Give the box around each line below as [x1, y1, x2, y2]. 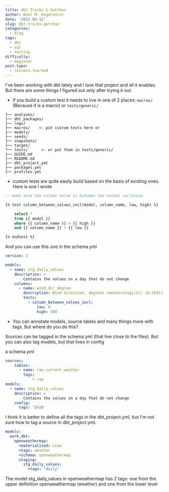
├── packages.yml [5, 165, 42, 170]
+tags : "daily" [27, 466, 59, 472]
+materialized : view [18, 443, 62, 448]
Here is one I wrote [12, 184, 52, 189]
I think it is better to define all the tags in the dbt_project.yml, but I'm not [5, 414, 154, 420]
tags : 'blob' [18, 405, 46, 410]
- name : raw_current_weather [18, 368, 80, 373]
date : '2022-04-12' [5, 17, 46, 22]
